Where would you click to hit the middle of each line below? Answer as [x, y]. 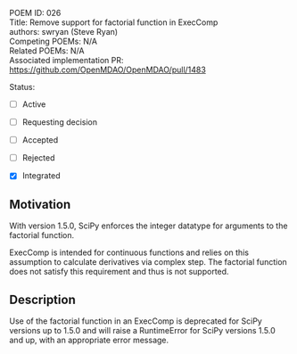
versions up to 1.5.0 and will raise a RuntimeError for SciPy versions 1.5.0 [143, 330]
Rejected [38, 158]
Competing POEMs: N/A [54, 41]
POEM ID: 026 [35, 13]
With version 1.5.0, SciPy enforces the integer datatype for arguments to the [148, 226]
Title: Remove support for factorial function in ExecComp [114, 22]
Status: [22, 87]
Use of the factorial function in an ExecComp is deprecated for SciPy [136, 321]
